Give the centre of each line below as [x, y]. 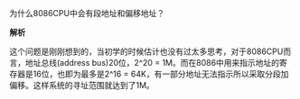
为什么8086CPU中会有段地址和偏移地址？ [87, 13]
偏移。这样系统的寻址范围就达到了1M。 [82, 85]
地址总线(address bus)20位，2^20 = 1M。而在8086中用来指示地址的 [152, 63]
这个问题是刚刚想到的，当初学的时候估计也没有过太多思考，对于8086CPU [146, 51]
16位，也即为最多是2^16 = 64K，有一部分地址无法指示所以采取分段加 [161, 74]
